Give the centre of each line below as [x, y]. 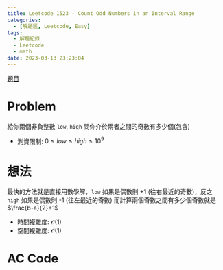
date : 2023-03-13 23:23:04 [46, 58]
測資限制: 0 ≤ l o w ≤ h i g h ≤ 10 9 [60, 140]
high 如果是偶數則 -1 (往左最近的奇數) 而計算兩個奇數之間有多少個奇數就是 [111, 200]
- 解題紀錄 [27, 39]
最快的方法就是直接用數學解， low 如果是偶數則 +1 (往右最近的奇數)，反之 [110, 192]
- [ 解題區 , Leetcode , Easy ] [52, 26]
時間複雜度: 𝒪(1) [39, 222]
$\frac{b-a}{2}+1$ [33, 208]
